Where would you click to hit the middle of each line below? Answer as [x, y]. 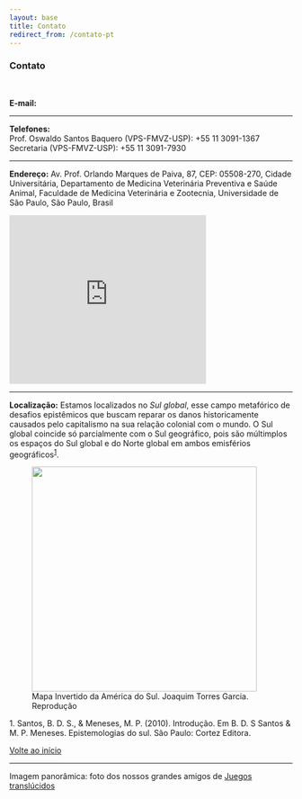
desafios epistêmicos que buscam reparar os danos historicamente [134, 414]
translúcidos [32, 786]
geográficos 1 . [35, 453]
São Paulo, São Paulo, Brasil [62, 202]
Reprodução [55, 706]
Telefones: [30, 129]
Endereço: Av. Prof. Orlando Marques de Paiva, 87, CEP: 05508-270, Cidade [151, 174]
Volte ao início [36, 750]
